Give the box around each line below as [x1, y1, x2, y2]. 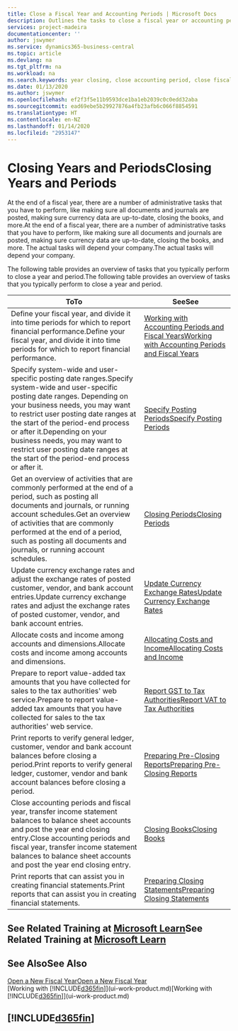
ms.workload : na [7, 70, 55, 77]
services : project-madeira [7, 23, 87, 31]
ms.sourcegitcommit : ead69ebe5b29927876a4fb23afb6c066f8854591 [7, 103, 198, 110]
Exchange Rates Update [144, 587, 222, 597]
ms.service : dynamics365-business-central [7, 43, 135, 50]
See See [172, 297, 199, 307]
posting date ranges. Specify [38, 373, 133, 383]
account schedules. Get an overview [11, 509, 130, 519]
